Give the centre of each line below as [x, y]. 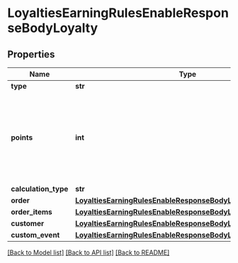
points [22, 138]
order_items [32, 212]
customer [28, 223]
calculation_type [40, 189]
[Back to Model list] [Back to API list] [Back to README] [89, 252]
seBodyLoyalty [52, 28]
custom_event [35, 235]
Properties [31, 54]
